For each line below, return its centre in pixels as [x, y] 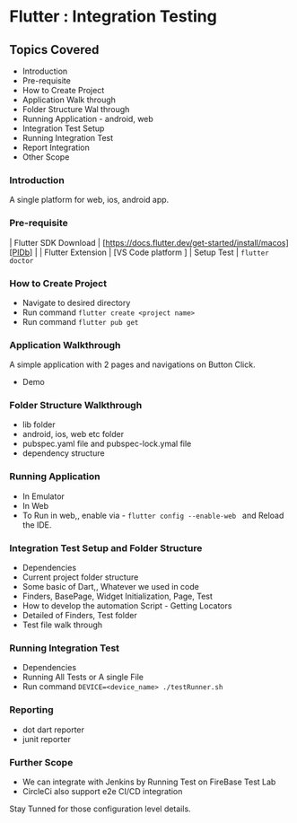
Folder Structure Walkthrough [76, 406]
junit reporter [47, 739]
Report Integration [56, 147]
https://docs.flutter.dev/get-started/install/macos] [197, 242]
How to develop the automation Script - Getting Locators [127, 606]
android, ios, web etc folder [73, 434]
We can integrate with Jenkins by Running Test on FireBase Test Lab [149, 782]
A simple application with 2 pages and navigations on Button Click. [132, 364]
